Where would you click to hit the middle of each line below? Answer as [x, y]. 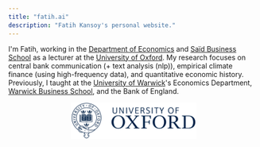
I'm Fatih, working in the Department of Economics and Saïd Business [122, 48]
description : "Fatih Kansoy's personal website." [92, 25]
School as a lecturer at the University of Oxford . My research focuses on [127, 57]
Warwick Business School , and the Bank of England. [94, 91]
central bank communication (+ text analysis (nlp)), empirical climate [120, 66]
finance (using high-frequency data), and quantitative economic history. [126, 74]
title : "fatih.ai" [39, 17]
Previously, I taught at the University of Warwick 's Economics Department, [130, 83]
